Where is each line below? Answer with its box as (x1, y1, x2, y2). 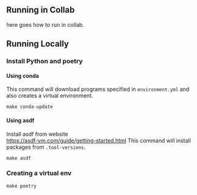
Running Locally (6, 39, 69, 49)
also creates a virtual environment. (6, 92, 93, 99)
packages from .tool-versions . (6, 143, 86, 151)
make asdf (6, 155, 32, 161)
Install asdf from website (6, 130, 68, 138)
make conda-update (6, 104, 53, 110)
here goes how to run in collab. (6, 21, 84, 28)
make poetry (6, 183, 37, 189)
